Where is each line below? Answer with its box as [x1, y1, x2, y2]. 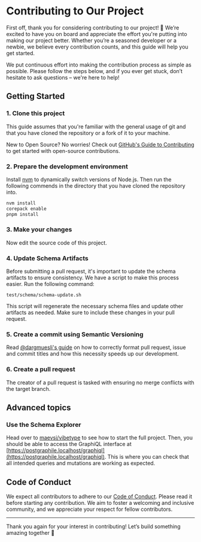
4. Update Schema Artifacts [6, 254, 89, 262]
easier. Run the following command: [6, 281, 95, 288]
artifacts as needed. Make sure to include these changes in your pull [6, 309, 175, 316]
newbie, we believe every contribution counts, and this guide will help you [6, 43, 188, 50]
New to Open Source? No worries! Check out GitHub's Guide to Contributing [6, 141, 194, 148]
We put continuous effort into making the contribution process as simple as [6, 61, 191, 68]
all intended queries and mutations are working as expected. [6, 460, 156, 467]
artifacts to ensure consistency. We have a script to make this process [6, 274, 179, 281]
